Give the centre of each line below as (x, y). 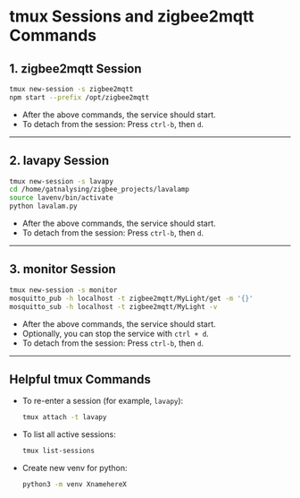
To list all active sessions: (69, 434)
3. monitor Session (62, 269)
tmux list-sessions (58, 451)
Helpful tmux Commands (80, 379)
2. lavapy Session (59, 161)
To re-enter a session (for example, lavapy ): (103, 401)
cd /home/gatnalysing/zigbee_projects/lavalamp (100, 190)
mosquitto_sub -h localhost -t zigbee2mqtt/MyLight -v (113, 306)
